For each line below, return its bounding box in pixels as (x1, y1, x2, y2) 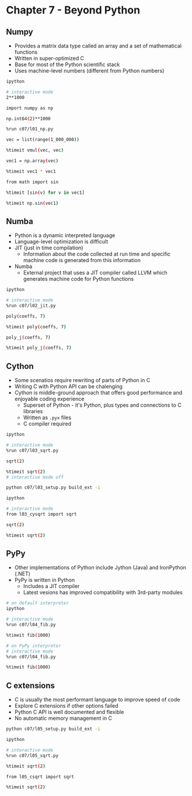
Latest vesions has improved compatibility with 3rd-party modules (23, 589, 183, 596)
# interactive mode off (6, 474, 64, 480)
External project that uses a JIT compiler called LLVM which (23, 269, 167, 276)
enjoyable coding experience (14, 396, 85, 403)
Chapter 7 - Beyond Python (6, 4, 141, 17)
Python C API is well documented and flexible (14, 709, 124, 716)
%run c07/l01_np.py (6, 126, 54, 132)
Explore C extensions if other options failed (14, 702, 118, 709)
